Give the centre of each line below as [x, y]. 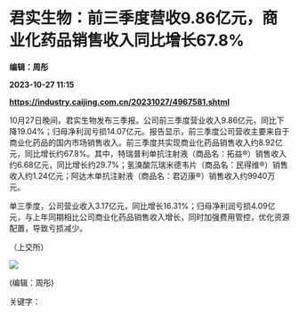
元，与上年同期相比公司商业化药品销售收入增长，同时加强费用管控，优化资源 [149, 217]
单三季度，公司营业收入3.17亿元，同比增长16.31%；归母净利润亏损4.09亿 [142, 206]
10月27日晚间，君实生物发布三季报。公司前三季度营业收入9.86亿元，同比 [143, 120]
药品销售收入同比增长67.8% [142, 40]
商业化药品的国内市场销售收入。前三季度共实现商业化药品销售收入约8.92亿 [146, 142]
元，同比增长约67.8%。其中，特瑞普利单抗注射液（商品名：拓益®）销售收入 [148, 153]
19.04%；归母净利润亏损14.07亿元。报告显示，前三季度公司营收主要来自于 [153, 131]
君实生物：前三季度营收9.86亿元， [136, 18]
